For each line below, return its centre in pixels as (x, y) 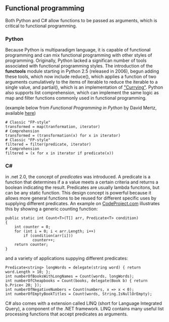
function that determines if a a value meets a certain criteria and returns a (82, 182)
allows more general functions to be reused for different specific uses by (81, 198)
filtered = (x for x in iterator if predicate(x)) (60, 153)
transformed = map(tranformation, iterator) (53, 127)
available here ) (21, 113)
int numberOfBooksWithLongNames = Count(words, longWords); (70, 277)
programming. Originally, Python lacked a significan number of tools (76, 60)
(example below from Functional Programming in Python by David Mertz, (81, 108)
